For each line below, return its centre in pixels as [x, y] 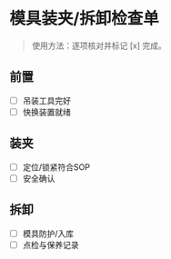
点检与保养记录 [50, 244]
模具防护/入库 [48, 234]
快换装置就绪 [46, 112]
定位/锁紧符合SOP [56, 167]
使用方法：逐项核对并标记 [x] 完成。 [99, 45]
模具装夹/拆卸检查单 [84, 19]
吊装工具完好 [46, 100]
